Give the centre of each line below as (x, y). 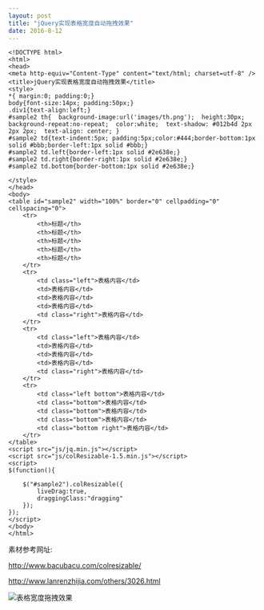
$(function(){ (32, 470)
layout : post (30, 16)
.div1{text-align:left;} (50, 110)
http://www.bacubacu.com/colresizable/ (75, 566)
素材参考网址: (31, 550)
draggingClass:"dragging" (80, 498)
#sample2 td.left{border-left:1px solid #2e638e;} (94, 152)
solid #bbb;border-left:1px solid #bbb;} (78, 145)
